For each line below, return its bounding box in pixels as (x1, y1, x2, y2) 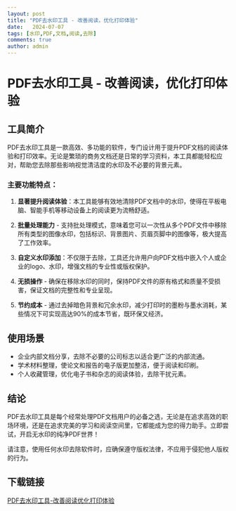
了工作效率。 (17, 238, 55, 247)
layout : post (7, 10, 46, 18)
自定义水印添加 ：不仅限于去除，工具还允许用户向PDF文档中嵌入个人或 (17, 254, 221, 262)
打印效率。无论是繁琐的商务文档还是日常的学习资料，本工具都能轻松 (19, 152, 216, 160)
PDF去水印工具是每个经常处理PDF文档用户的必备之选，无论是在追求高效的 (7, 412, 223, 420)
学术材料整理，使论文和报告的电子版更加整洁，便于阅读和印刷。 (17, 361, 202, 370)
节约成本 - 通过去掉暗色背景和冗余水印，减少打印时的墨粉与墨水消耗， (17, 301, 221, 309)
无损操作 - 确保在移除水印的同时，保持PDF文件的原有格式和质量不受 (17, 277, 215, 285)
